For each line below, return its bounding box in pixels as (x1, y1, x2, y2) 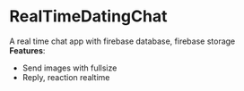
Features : (9, 45, 46, 55)
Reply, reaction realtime (22, 71, 110, 82)
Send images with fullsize (22, 62, 118, 73)
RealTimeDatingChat (9, 6, 168, 27)
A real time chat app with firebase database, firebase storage (9, 36, 236, 46)
